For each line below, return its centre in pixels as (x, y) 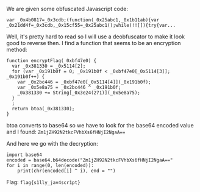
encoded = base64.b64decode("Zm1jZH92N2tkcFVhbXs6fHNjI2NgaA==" (90, 160)
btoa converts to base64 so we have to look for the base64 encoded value (100, 125)
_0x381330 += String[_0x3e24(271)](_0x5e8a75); (79, 93)
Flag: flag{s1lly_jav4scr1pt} (43, 182)
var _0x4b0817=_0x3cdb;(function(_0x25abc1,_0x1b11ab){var (83, 20)
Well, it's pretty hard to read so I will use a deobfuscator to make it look (95, 37)
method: (17, 49)
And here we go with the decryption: (52, 144)
